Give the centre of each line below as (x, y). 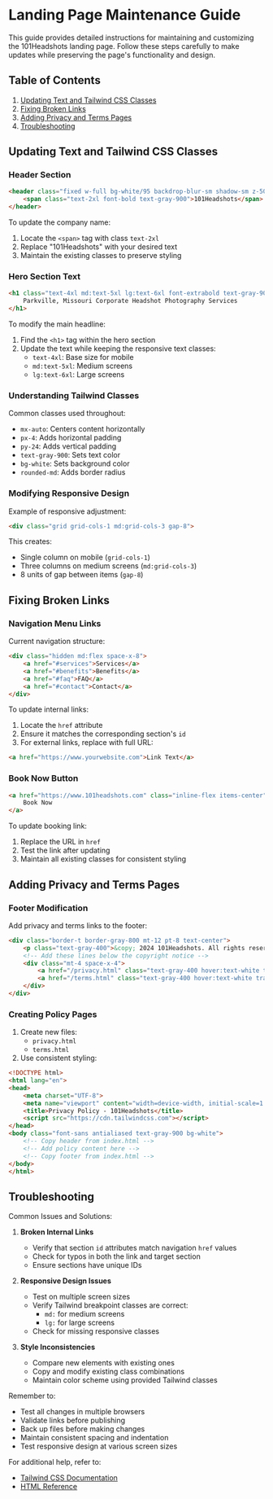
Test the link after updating (65, 850)
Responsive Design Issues (66, 1281)
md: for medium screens (84, 1314)
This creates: (30, 541)
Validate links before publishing (73, 1420)
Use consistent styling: (58, 1058)
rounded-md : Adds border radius (73, 472)
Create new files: (48, 1032)
